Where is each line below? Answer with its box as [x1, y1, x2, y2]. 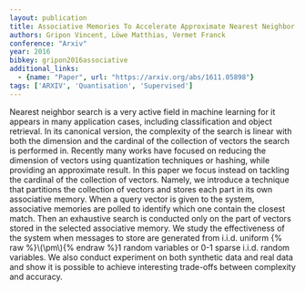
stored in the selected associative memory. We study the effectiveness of [9, 223, 285, 234]
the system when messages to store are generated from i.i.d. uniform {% [9, 232, 282, 243]
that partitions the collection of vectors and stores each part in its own [9, 183, 273, 194]
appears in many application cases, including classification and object [9, 116, 273, 127]
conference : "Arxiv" [9, 38, 88, 48]
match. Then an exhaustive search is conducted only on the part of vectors [9, 213, 291, 223]
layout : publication [9, 13, 88, 23]
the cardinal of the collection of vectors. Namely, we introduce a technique [9, 174, 290, 185]
